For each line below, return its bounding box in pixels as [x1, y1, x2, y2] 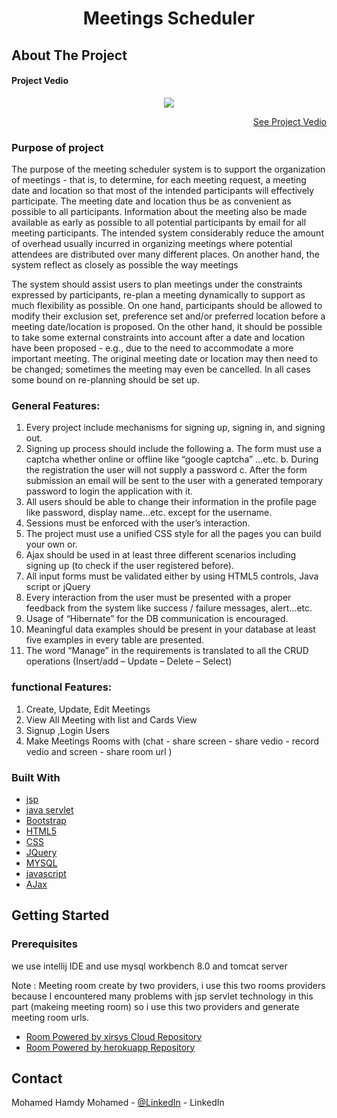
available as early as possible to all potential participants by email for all [11, 217, 307, 229]
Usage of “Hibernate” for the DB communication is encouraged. [25, 613, 289, 625]
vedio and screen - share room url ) [25, 745, 173, 757]
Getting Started [11, 907, 110, 924]
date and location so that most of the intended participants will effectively [11, 185, 315, 197]
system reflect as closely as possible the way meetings [11, 259, 239, 271]
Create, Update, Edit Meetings [25, 703, 151, 715]
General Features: [11, 399, 101, 412]
